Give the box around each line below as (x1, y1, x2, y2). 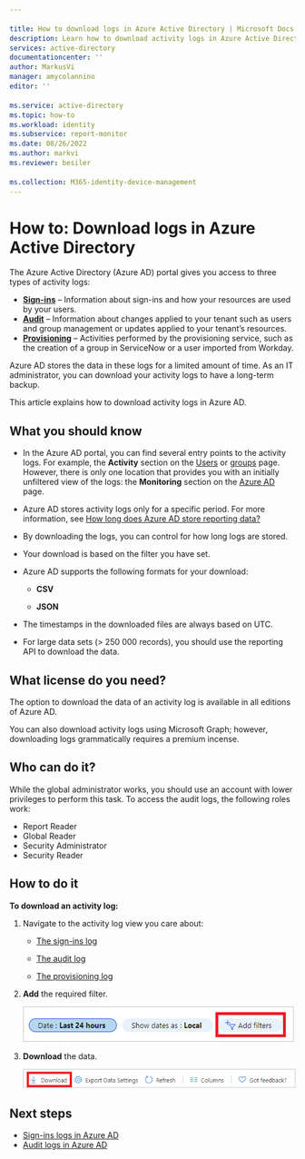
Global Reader (22, 830, 76, 841)
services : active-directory (9, 44, 116, 53)
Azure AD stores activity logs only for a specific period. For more (22, 504, 266, 515)
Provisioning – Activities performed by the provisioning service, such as (22, 332, 293, 344)
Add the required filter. (22, 988, 108, 999)
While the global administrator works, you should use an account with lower (9, 784, 293, 795)
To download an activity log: (9, 900, 119, 911)
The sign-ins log (35, 936, 98, 946)
